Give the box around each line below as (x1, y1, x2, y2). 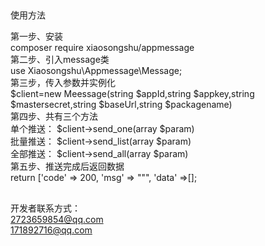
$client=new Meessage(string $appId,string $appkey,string (10, 88, 255, 100)
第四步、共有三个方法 (10, 110, 98, 123)
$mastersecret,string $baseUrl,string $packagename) (10, 99, 233, 111)
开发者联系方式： (10, 202, 81, 214)
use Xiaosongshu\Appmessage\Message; (10, 65, 183, 77)
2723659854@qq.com (10, 213, 104, 225)
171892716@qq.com (10, 224, 93, 236)
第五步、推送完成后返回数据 (10, 160, 125, 173)
